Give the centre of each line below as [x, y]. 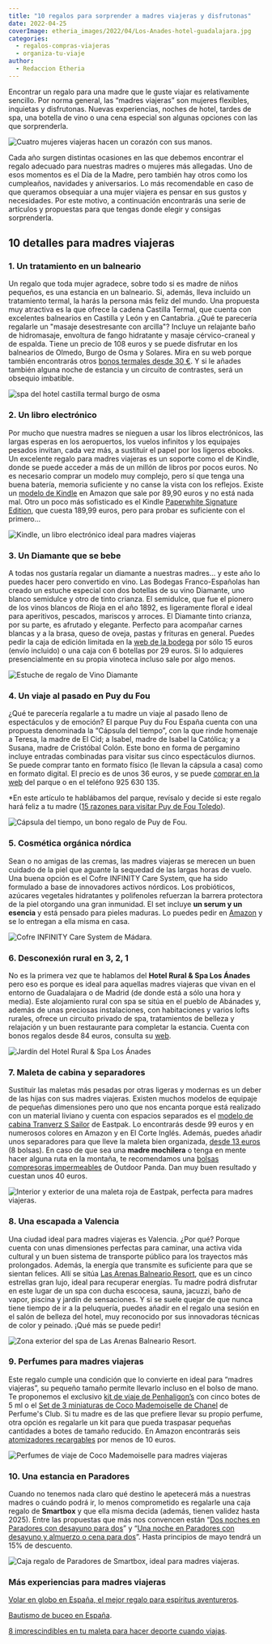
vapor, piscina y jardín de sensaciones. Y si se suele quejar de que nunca [131, 1299]
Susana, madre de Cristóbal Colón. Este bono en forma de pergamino [124, 748]
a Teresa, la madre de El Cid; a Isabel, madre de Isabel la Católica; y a [124, 739]
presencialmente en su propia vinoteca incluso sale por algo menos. [122, 659]
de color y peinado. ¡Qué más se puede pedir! [85, 1325]
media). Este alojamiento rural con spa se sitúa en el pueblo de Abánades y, [135, 1001]
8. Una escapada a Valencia [64, 1221]
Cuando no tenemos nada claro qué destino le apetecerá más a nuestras [130, 1494]
